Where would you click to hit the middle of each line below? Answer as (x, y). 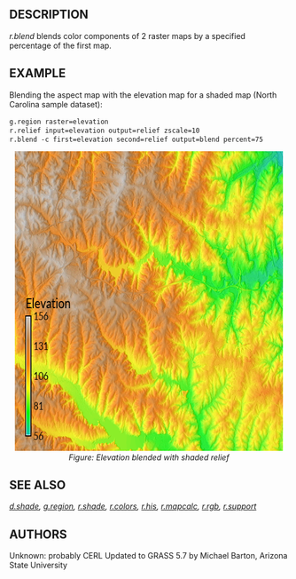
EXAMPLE (38, 73)
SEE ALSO (38, 485)
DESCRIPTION (49, 15)
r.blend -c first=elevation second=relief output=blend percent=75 (136, 139)
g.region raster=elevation (59, 122)
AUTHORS (39, 534)
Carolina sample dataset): (56, 104)
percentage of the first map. (61, 45)
